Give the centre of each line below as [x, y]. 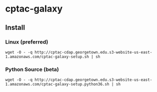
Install [15, 28]
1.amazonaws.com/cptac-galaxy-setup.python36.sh [57, 84]
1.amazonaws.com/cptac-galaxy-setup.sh [47, 57]
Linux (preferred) [27, 42]
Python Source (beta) [32, 69]
